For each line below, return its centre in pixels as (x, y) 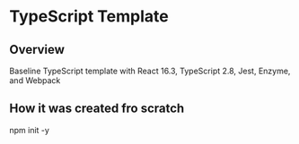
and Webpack (35, 80)
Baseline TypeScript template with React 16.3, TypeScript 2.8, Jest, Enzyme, (150, 71)
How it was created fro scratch (97, 109)
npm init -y (29, 130)
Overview (37, 50)
